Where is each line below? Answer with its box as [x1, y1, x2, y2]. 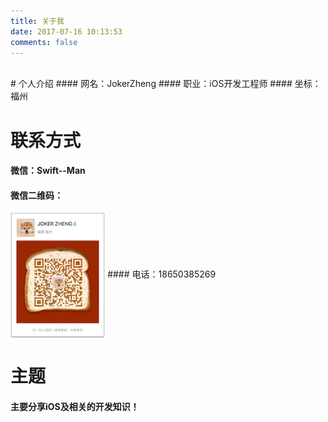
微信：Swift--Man [10, 165, 86, 177]
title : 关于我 [10, 16, 65, 26]
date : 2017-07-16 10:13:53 [10, 26, 123, 37]
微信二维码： [10, 189, 63, 201]
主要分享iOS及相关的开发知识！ [10, 400, 140, 412]
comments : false [10, 37, 78, 47]
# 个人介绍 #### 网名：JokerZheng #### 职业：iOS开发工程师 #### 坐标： [10, 78, 322, 90]
